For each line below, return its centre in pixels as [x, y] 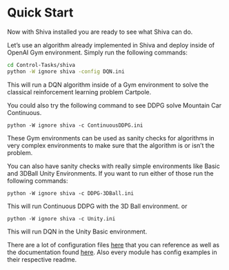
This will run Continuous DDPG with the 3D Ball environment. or [97, 206]
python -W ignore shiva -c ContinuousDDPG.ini [75, 125]
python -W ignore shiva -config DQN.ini [66, 71]
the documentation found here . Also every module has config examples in [112, 252]
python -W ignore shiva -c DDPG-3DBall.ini [71, 193]
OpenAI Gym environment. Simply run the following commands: [97, 52]
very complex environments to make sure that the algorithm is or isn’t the [111, 145]
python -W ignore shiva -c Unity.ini [61, 218]
